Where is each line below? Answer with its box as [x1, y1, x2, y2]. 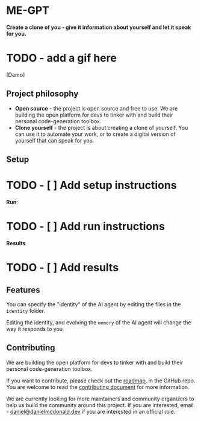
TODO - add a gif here [6, 51, 117, 65]
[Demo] [6, 71, 25, 79]
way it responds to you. [6, 325, 64, 332]
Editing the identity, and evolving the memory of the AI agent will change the [6, 318, 191, 326]
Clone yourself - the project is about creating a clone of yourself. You [14, 124, 188, 131]
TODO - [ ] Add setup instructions [6, 179, 177, 192]
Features [6, 284, 40, 295]
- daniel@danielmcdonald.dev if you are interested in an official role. [6, 408, 176, 415]
